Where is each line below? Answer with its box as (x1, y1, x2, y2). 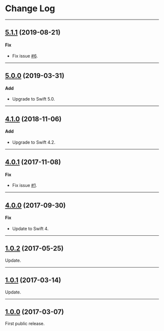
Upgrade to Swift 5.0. (12, 96, 55, 102)
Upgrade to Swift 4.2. (12, 139, 56, 145)
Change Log (5, 3, 55, 14)
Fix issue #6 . (12, 53, 38, 59)
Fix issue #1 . (12, 183, 38, 188)
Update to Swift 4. (12, 226, 49, 231)
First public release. (5, 321, 45, 327)
